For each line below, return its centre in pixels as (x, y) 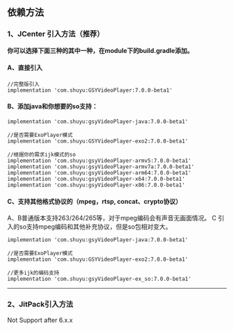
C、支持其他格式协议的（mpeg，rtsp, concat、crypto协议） (95, 201)
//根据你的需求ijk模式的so (42, 155)
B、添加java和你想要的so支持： (53, 106)
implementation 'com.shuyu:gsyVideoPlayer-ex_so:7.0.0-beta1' (99, 279)
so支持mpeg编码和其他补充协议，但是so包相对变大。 (95, 227)
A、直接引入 (25, 67)
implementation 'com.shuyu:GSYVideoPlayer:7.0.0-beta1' (90, 90)
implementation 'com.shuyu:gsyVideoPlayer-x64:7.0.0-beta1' (96, 179)
